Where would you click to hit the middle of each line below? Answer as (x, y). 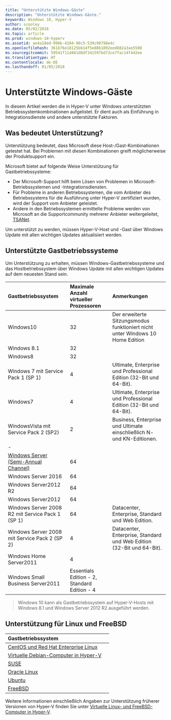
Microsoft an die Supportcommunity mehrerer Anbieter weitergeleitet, (86, 214)
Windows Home (27, 556)
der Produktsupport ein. (30, 156)
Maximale (82, 286)
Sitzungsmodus (131, 320)
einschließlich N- (133, 432)
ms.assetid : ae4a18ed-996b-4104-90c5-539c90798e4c (60, 43)
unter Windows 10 (134, 333)
